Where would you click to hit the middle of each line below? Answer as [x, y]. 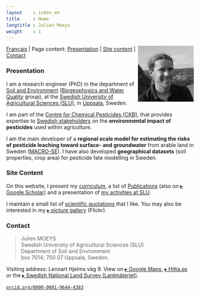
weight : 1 [24, 32]
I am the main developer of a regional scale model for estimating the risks [98, 138]
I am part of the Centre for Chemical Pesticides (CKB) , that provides [89, 114]
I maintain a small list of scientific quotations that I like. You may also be [94, 204]
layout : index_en [33, 13]
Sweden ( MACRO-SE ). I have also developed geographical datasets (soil [96, 151]
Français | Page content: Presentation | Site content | [71, 49]
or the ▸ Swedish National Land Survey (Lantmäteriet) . [72, 275]
